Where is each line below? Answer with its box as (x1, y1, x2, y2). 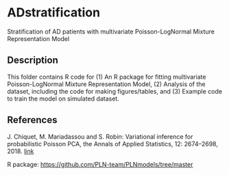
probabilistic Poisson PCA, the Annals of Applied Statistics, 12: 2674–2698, (7, 139, 218, 148)
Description (7, 55, 58, 66)
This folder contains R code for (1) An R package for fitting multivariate (7, 72, 206, 81)
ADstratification (7, 5, 101, 21)
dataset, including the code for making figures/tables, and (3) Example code (7, 87, 223, 95)
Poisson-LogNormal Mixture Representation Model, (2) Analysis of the (7, 80, 206, 88)
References (7, 114, 58, 126)
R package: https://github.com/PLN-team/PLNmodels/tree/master (7, 160, 193, 168)
